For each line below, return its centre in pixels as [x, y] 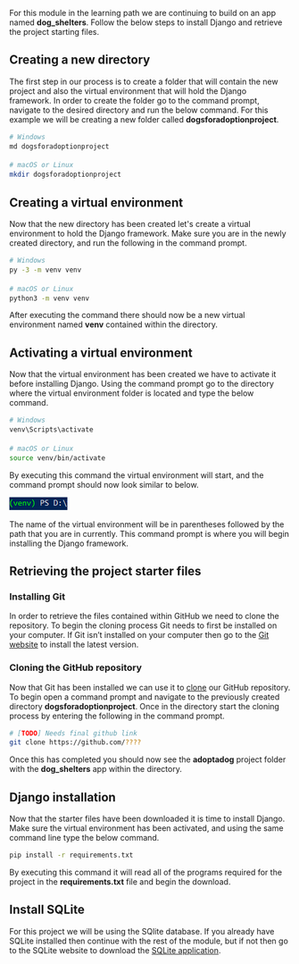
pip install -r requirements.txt [71, 855]
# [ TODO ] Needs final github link [74, 733]
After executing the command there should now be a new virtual [127, 315]
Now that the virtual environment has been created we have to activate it [143, 374]
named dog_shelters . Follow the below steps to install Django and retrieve [146, 22]
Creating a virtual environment [96, 202]
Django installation [62, 797]
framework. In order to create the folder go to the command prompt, [135, 100]
